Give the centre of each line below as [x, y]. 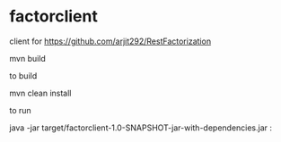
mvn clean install [40, 93]
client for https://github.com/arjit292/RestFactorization [110, 41]
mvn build [28, 58]
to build [23, 75]
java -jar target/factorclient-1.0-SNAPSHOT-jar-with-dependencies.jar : [140, 128]
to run [20, 110]
